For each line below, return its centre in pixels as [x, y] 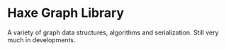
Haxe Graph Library [66, 13]
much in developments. [41, 39]
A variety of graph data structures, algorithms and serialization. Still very [113, 32]
